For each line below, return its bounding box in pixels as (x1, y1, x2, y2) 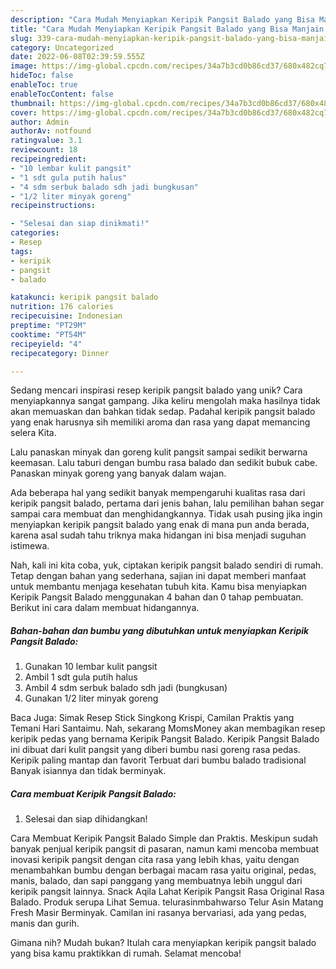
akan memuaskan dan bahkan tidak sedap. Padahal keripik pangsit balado (10, 406, 316, 418)
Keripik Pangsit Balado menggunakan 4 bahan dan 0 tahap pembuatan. (10, 591, 304, 603)
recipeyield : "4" (10, 339, 83, 349)
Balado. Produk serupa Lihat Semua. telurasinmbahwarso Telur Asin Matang (10, 896, 324, 908)
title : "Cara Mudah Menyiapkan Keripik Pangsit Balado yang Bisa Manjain (10, 24, 325, 34)
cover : (10, 107, 38, 118)
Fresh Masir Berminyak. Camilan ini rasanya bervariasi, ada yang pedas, (10, 907, 307, 919)
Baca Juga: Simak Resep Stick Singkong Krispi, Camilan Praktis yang (10, 712, 295, 724)
